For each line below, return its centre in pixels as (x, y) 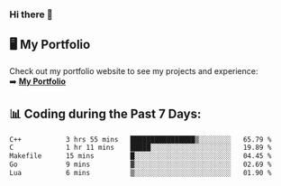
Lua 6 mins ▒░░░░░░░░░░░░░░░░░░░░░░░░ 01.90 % (140, 173)
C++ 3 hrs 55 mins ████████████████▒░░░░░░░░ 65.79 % (140, 139)
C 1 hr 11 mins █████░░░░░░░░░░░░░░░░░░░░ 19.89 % (140, 148)
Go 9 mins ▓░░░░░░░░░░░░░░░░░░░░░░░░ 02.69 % (140, 165)
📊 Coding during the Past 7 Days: (105, 114)
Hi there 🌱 (32, 14)
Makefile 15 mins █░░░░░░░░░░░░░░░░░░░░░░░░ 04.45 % (140, 156)
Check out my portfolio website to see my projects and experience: (134, 70)
